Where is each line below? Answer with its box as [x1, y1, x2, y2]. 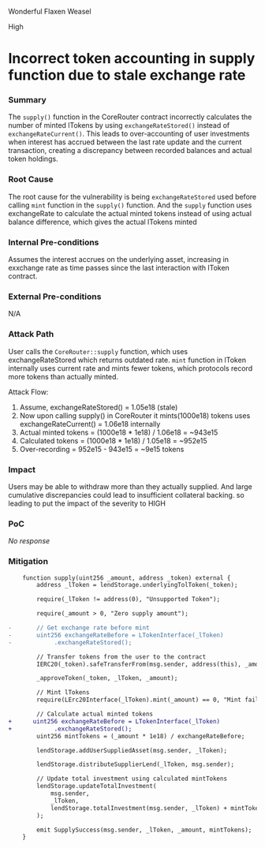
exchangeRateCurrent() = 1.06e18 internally [19, 419, 161, 428]
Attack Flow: [8, 387, 49, 397]
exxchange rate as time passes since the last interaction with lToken [8, 263, 230, 273]
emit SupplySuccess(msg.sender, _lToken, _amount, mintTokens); [36, 826, 252, 834]
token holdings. [8, 154, 58, 164]
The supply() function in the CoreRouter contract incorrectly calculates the [8, 112, 252, 121]
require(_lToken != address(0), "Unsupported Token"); [36, 596, 221, 603]
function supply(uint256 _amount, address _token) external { [22, 573, 231, 582]
